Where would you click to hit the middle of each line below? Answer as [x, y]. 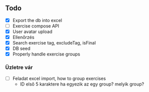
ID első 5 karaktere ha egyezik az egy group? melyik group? [82, 84]
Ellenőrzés [23, 37]
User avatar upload [32, 31]
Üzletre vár [19, 67]
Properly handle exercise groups [46, 54]
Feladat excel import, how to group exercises [59, 78]
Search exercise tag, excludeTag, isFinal [54, 43]
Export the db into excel [37, 20]
